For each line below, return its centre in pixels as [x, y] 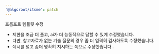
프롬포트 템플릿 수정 [24, 24]
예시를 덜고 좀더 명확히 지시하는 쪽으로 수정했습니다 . [63, 46]
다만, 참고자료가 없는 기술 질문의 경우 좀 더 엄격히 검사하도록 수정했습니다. [83, 40]
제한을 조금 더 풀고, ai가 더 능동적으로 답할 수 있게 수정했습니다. [73, 34]
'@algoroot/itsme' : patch [32, 9]
